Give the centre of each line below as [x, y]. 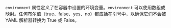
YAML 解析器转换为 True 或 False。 [42, 20]
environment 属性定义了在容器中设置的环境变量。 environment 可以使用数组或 [86, 7]
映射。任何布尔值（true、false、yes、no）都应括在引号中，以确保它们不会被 [86, 14]
